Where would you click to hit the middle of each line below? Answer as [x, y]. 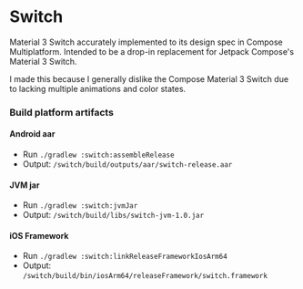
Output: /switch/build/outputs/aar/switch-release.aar [127, 164]
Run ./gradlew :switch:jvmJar [80, 205]
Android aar [32, 134]
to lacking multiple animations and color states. [98, 88]
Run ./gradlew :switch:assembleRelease [98, 155]
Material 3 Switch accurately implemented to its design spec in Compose [146, 42]
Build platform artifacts [61, 112]
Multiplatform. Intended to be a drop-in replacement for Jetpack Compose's [151, 51]
